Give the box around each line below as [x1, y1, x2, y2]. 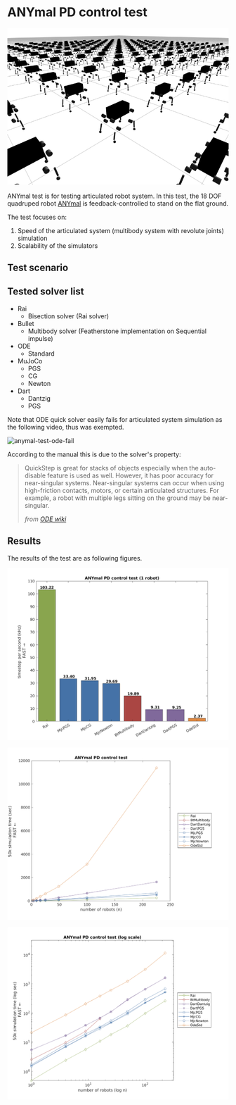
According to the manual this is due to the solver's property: [7, 450, 181, 458]
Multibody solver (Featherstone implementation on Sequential [27, 327, 207, 335]
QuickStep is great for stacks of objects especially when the [24, 463, 199, 472]
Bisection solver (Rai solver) [27, 311, 110, 320]
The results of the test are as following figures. [7, 554, 143, 562]
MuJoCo [17, 356, 43, 365]
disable [24, 471, 46, 480]
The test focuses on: [7, 213, 67, 221]
